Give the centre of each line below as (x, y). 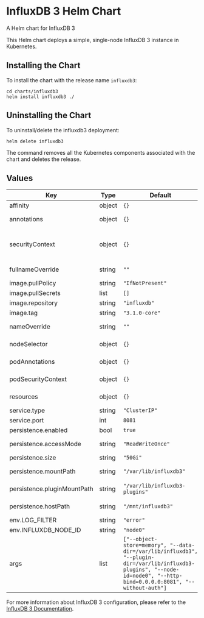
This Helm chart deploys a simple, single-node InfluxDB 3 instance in (93, 40)
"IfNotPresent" (145, 283)
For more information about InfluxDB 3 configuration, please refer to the (96, 602)
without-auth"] (145, 588)
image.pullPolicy (33, 283)
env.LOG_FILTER (33, 520)
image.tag (24, 313)
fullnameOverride (34, 269)
